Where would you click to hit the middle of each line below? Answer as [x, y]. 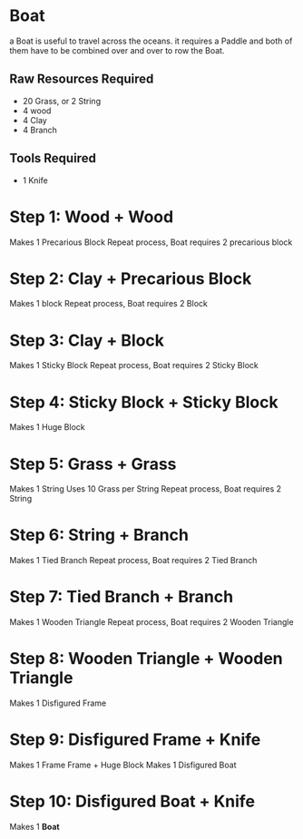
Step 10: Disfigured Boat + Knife [132, 801]
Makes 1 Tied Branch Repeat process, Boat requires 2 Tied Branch [133, 561]
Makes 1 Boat [35, 826]
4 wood [37, 111]
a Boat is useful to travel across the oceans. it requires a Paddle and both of [151, 41]
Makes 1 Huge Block [47, 427]
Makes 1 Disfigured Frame [58, 703]
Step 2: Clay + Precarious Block [131, 278]
